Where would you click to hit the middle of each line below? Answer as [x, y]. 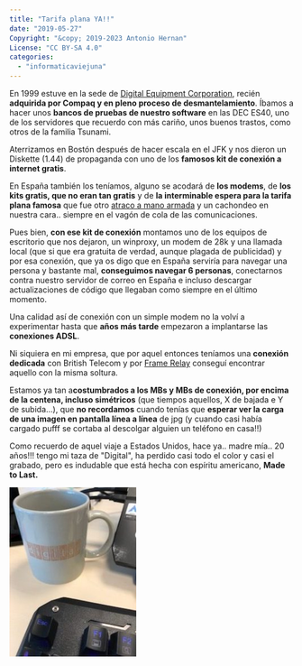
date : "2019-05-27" [46, 28]
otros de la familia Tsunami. [60, 132]
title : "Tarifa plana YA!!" [62, 19]
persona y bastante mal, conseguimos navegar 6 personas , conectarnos [146, 270]
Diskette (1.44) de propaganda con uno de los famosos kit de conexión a [146, 159]
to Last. [24, 475]
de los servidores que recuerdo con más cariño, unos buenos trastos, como [150, 122]
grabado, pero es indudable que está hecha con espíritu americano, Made [147, 465]
